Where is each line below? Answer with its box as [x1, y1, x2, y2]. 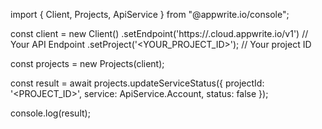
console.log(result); [10, 107, 91, 119]
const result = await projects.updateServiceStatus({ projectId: [10, 77, 265, 89]
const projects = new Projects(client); [10, 58, 165, 69]
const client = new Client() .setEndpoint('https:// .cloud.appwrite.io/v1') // [10, 28, 309, 39]
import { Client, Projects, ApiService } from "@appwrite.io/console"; [10, 9, 290, 20]
